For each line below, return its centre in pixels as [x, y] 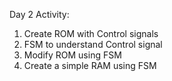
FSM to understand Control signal [93, 44]
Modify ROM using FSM [72, 55]
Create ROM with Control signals [91, 33]
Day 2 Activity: [39, 14]
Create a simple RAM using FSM [90, 65]
